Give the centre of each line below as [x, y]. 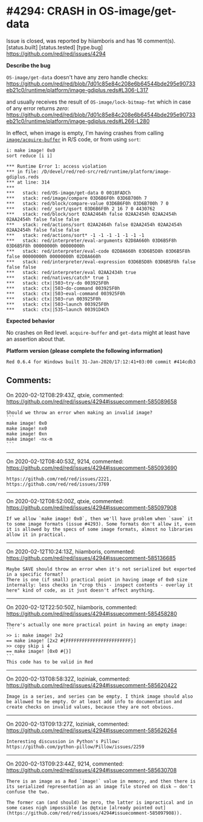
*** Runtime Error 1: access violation [56, 166]
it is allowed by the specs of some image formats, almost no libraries [100, 529]
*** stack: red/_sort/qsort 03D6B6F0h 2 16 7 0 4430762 [81, 209]
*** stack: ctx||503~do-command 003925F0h [63, 288]
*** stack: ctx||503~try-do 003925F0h [58, 283]
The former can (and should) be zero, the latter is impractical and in [100, 802]
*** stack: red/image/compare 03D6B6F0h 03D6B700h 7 [77, 198]
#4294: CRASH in [51, 11]
